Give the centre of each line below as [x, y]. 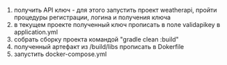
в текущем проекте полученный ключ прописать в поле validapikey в [117, 25]
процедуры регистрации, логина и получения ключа [92, 17]
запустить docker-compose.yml [60, 54]
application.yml [36, 32]
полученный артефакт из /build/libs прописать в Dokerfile [99, 47]
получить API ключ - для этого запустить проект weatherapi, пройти [115, 10]
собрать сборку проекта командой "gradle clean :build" [96, 39]
